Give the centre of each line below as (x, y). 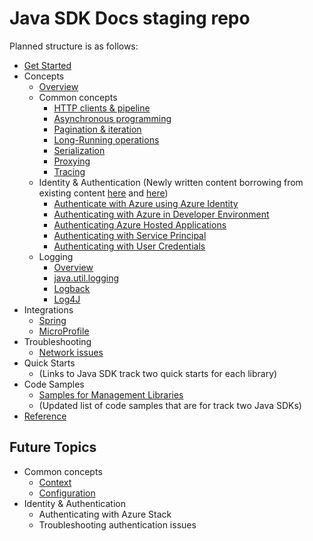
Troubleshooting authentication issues (117, 524)
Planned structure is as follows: (74, 46)
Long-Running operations (106, 139)
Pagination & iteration (97, 129)
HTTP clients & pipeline (102, 108)
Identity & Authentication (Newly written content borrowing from (171, 182)
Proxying (72, 161)
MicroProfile (64, 331)
